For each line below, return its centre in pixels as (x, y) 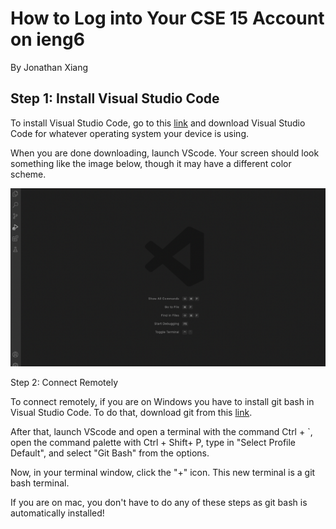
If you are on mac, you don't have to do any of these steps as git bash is (159, 503)
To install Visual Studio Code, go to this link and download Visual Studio (158, 123)
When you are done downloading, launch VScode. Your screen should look (165, 153)
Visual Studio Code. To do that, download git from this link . (131, 413)
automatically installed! (57, 513)
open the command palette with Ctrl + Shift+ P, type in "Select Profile (153, 443)
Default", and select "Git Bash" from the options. (110, 453)
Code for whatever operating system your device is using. (130, 133)
